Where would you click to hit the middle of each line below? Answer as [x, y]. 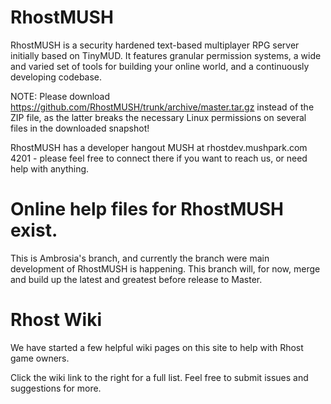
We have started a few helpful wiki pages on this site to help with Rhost [157, 347]
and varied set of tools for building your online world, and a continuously [160, 66]
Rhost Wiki [56, 320]
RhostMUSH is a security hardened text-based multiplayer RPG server [155, 45]
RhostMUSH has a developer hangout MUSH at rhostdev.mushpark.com [159, 147]
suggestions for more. [56, 388]
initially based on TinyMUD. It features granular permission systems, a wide [166, 55]
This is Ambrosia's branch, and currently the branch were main [140, 258]
